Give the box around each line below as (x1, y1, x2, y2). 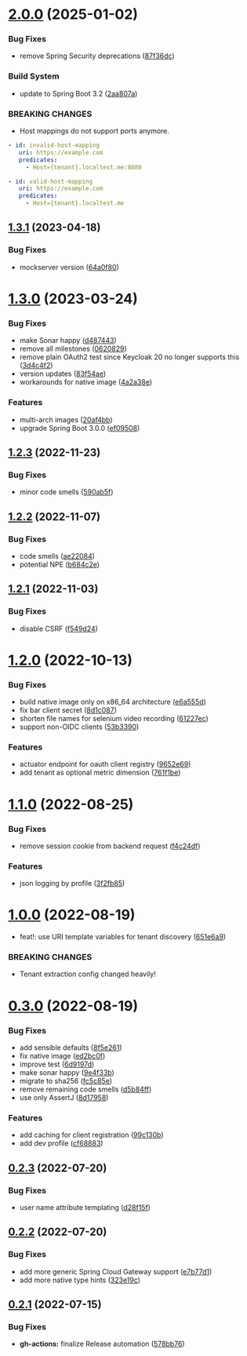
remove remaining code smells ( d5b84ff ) (19, 1084, 152, 1094)
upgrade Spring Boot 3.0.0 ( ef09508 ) (19, 423, 140, 432)
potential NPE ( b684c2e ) (19, 560, 100, 569)
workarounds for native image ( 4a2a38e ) (19, 377, 153, 387)
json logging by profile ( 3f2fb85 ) (19, 879, 125, 888)
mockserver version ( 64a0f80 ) (19, 262, 119, 272)
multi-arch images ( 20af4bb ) (19, 414, 113, 425)
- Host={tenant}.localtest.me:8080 (25, 163, 143, 171)
